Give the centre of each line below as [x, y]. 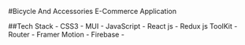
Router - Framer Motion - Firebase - [66, 35]
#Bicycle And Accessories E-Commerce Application [93, 11]
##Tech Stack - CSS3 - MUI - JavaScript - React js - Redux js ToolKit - [123, 26]
